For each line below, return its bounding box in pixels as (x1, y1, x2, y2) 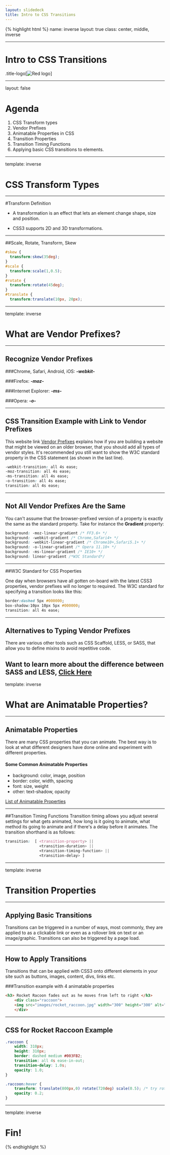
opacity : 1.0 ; (14, 1067, 44, 1072)
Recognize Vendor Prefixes (5, 355, 93, 364)
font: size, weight (12, 783, 49, 789)
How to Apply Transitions (5, 954, 87, 963)
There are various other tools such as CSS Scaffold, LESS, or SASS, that (5, 640, 156, 646)
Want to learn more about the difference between (5, 660, 164, 668)
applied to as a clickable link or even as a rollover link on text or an (5, 930, 144, 936)
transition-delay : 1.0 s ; (14, 1063, 67, 1068)
